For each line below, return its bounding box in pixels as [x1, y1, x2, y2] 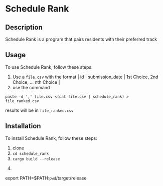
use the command [12, 84, 50, 90]
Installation [5, 122, 41, 130]
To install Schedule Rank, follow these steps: [5, 135, 98, 141]
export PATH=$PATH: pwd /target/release [5, 175, 87, 181]
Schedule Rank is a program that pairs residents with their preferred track [5, 36, 157, 42]
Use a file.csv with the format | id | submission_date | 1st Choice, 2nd [12, 74, 158, 80]
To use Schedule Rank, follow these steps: [5, 64, 93, 70]
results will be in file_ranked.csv [5, 107, 74, 113]
